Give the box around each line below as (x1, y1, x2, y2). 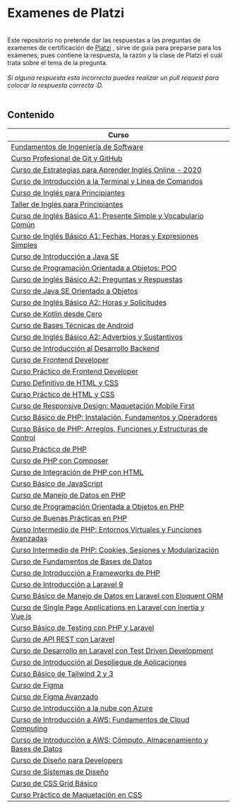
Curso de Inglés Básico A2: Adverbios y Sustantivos (11, 332, 183, 342)
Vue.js (11, 611, 32, 621)
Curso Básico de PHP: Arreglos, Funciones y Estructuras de (11, 424, 208, 433)
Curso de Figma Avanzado (11, 692, 99, 702)
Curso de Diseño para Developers (11, 755, 123, 765)
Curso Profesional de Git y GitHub (11, 153, 123, 163)
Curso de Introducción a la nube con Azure (11, 703, 153, 713)
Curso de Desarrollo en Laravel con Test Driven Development (11, 646, 214, 656)
